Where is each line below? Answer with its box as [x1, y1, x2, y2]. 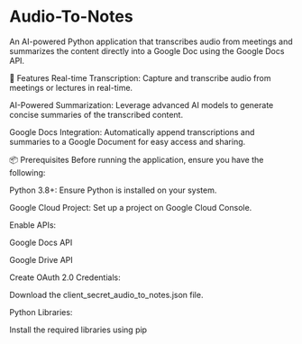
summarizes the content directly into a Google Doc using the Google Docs [9, 45, 285, 56]
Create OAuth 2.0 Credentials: [9, 272, 121, 283]
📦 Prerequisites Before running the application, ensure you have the [9, 154, 264, 165]
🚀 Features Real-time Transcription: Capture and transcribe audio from [9, 72, 271, 83]
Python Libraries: [9, 306, 73, 317]
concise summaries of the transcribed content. [9, 109, 183, 120]
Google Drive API [9, 254, 74, 265]
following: [9, 167, 46, 177]
